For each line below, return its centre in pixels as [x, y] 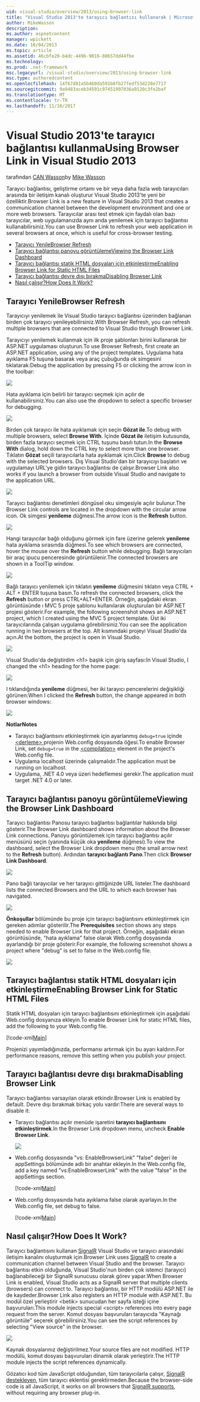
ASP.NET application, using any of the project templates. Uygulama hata [95, 353]
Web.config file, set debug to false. [58, 1206]
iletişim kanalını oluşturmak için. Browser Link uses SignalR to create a [91, 1257]
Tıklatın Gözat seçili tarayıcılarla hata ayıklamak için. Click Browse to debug [98, 455]
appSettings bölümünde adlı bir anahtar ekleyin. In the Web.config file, [100, 1164]
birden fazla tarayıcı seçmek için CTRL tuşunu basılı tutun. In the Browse [94, 442]
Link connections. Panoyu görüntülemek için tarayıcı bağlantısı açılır [89, 836]
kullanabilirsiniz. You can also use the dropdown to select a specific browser [99, 401]
